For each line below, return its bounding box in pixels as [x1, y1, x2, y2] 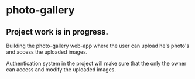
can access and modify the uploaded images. [6, 66, 116, 73]
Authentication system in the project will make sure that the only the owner [6, 60, 187, 67]
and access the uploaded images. [6, 49, 88, 56]
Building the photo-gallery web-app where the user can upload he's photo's [6, 42, 190, 49]
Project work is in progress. [6, 27, 108, 37]
